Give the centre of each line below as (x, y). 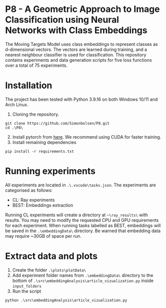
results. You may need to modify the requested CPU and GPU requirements (82, 220)
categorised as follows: (29, 190)
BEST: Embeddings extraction (43, 205)
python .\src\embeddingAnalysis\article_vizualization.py (66, 300)
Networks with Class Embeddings (76, 30)
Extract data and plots (51, 256)
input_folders (27, 286)
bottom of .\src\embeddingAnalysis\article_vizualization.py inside (83, 281)
